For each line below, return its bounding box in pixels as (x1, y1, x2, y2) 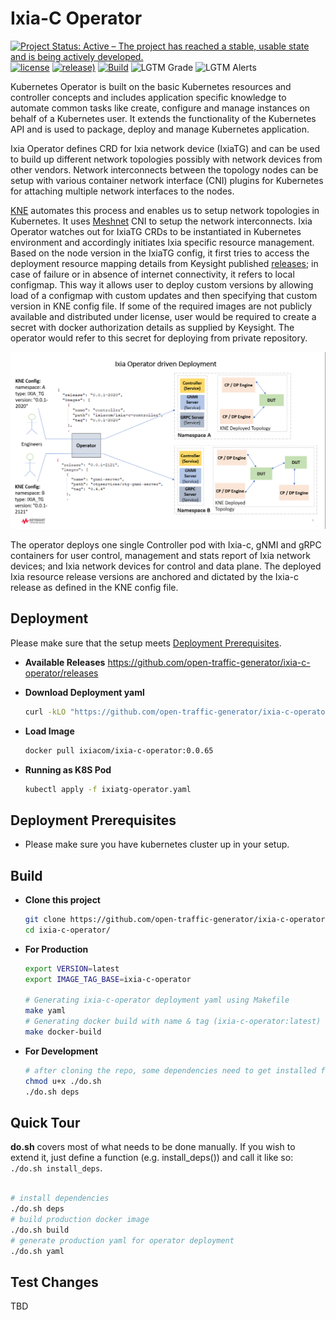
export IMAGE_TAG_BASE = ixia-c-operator (24, 974, 192, 984)
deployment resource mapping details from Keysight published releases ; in (10, 257, 319, 269)
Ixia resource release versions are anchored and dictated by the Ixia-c (10, 570, 299, 582)
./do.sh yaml (10, 1246, 65, 1256)
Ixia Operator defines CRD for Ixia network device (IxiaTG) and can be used (10, 142, 321, 154)
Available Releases (24, 656, 106, 668)
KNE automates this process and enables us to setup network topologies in (10, 204, 320, 216)
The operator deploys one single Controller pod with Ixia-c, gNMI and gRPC (10, 538, 322, 551)
